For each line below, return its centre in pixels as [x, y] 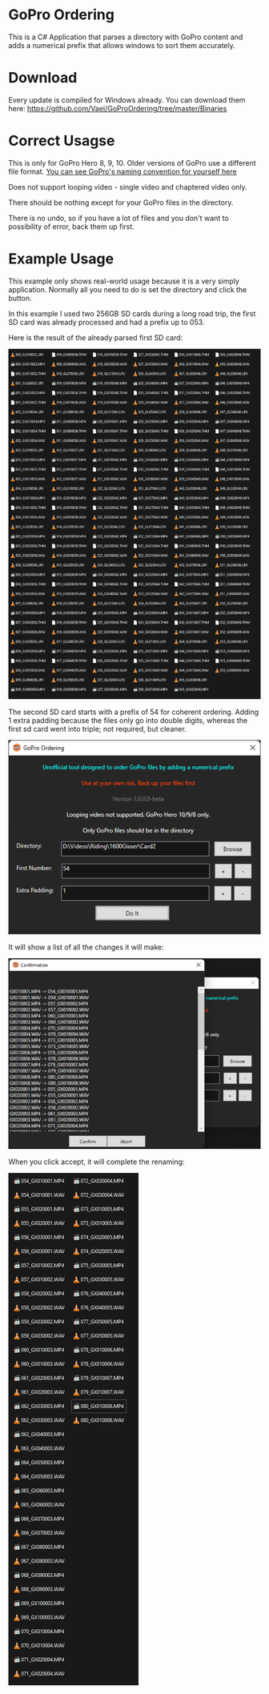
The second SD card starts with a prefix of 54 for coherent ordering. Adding [134, 712]
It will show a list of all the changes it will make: [86, 947]
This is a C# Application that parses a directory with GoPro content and [126, 37]
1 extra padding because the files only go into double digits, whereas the [128, 721]
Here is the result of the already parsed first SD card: [96, 337]
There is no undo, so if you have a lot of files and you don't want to [119, 218]
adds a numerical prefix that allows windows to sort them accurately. [122, 45]
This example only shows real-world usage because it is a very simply [124, 281]
